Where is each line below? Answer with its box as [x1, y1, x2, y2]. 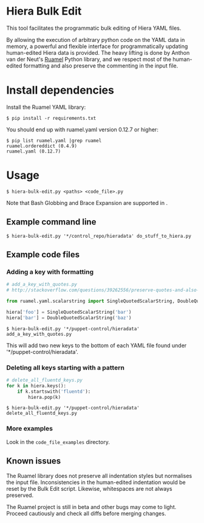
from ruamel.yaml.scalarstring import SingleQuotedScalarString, [6, 298, 175, 305]
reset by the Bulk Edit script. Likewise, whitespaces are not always [6, 485, 172, 492]
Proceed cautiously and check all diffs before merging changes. [6, 510, 166, 517]
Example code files [6, 249, 80, 260]
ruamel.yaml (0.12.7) [6, 148, 61, 154]
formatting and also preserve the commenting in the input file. [23, 62, 178, 69]
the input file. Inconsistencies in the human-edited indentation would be [6, 479, 186, 486]
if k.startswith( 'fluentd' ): [17, 388, 91, 395]
